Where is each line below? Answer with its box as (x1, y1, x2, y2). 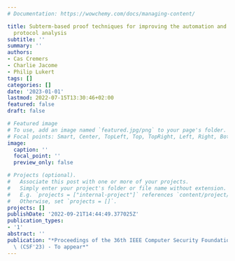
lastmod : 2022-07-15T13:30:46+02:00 (7, 94, 114, 101)
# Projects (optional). (7, 172, 77, 179)
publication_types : (7, 218, 64, 225)
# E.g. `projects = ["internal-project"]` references (7, 191, 173, 198)
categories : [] (7, 81, 52, 88)
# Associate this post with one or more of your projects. (7, 178, 190, 185)
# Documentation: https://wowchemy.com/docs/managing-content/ (7, 10, 196, 17)
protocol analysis (13, 29, 68, 36)
